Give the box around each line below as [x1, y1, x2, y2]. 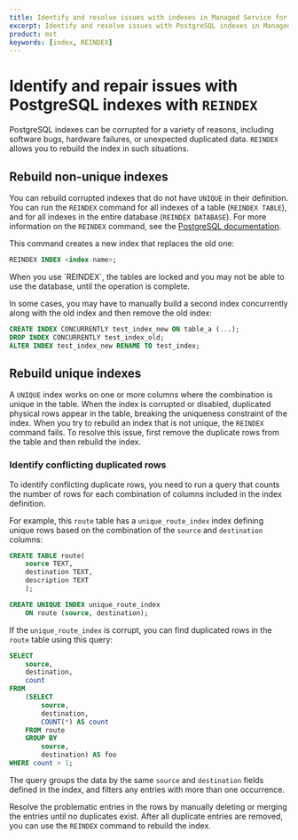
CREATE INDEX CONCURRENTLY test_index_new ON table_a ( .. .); [9, 324, 240, 333]
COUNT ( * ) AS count [41, 717, 109, 726]
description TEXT [25, 576, 90, 585]
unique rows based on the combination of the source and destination [9, 524, 263, 535]
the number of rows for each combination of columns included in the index [9, 488, 282, 499]
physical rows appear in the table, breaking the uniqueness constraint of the [9, 408, 288, 419]
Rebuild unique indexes [9, 365, 142, 380]
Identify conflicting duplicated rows [9, 459, 167, 471]
